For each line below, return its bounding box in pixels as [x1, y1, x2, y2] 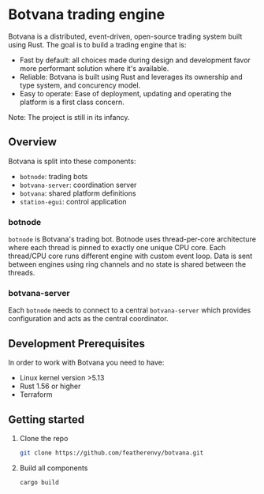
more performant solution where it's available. [19, 63, 169, 73]
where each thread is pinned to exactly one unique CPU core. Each [8, 243, 226, 253]
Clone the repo [19, 433, 69, 443]
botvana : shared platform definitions [19, 188, 136, 198]
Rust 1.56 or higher [19, 381, 81, 391]
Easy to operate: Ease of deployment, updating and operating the [19, 88, 232, 98]
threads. [8, 268, 35, 278]
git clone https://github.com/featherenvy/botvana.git [19, 448, 204, 457]
